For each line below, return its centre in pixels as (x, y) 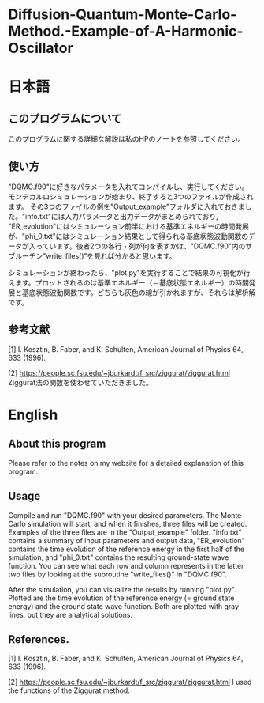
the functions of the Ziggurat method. (69, 690)
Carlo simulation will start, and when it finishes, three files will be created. (128, 523)
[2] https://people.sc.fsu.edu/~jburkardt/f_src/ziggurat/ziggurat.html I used (130, 682)
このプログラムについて (65, 118)
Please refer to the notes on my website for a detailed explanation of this (126, 463)
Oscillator (41, 48)
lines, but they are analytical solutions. (70, 614)
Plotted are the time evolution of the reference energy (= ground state (121, 598)
